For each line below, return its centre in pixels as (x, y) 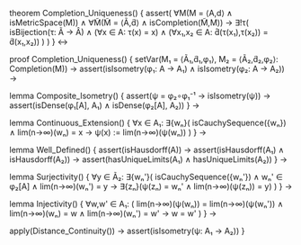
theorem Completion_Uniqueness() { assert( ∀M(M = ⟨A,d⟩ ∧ (121, 13)
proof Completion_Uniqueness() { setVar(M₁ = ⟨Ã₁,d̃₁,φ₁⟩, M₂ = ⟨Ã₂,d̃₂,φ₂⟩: (144, 59)
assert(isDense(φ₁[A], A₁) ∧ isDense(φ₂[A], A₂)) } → (105, 105)
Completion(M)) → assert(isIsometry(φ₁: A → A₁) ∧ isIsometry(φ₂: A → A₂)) (147, 68)
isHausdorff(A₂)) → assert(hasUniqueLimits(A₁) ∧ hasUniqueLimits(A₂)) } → (148, 159)
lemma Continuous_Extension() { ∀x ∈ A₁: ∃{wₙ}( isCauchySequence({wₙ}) (148, 122)
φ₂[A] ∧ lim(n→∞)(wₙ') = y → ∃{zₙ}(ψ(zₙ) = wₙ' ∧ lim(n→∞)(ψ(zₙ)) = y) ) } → (151, 186)
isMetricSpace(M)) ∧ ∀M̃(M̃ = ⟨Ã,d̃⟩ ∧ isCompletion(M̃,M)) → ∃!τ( (129, 23)
